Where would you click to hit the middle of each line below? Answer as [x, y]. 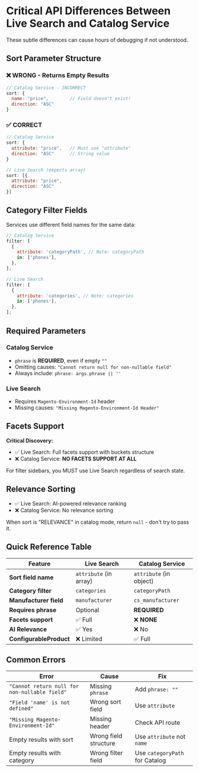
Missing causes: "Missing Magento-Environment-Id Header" [87, 408]
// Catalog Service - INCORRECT [46, 88]
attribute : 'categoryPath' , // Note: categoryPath [81, 252]
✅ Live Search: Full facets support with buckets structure [84, 452]
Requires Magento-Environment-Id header [65, 402]
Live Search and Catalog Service [88, 23]
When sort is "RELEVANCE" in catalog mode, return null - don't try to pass [98, 522]
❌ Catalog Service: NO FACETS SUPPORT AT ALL [76, 459]
